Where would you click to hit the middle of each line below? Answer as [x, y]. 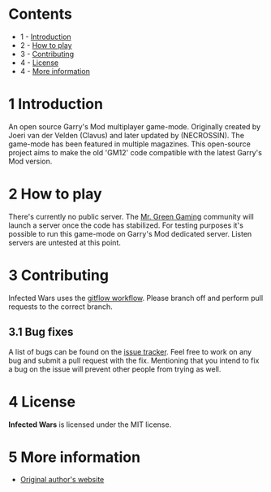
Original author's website [62, 480]
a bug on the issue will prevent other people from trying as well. [115, 369]
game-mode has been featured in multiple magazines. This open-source [130, 144]
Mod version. [30, 161]
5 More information [74, 457]
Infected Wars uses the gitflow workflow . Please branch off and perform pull [136, 298]
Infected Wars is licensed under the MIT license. [90, 425]
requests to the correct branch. [60, 307]
